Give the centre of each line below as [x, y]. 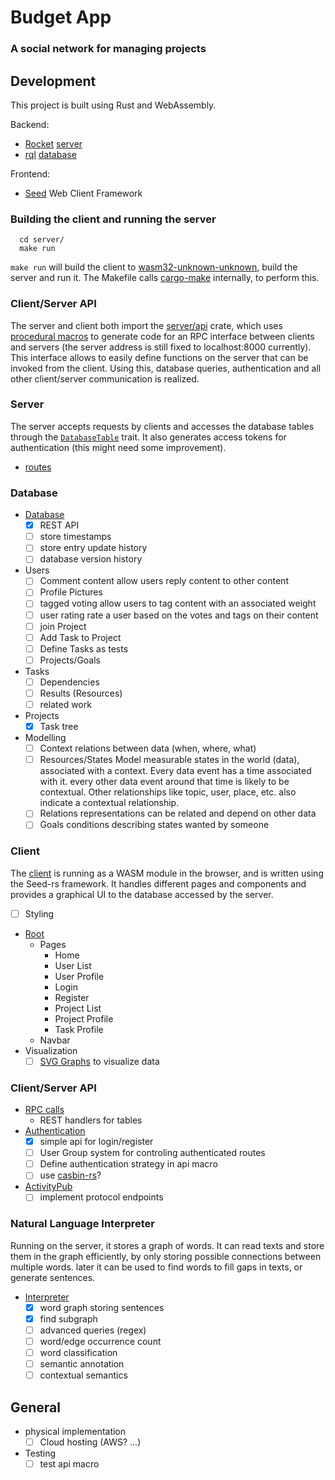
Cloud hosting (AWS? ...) [90, 1442]
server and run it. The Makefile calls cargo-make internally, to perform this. [165, 278]
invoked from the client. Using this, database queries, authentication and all [166, 368]
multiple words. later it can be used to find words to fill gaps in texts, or [156, 1267]
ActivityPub [48, 1187]
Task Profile [79, 1029]
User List [73, 965]
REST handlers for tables [91, 1120]
